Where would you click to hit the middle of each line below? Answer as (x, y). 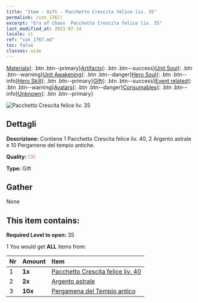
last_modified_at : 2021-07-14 (44, 29)
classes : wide (24, 51)
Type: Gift (19, 168)
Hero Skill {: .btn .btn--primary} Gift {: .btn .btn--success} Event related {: (105, 81)
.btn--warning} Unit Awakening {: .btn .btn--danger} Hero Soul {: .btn (89, 74)
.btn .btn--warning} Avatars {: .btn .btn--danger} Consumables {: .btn (89, 87)
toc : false (20, 46)
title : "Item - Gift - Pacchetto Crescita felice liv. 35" (82, 12)
